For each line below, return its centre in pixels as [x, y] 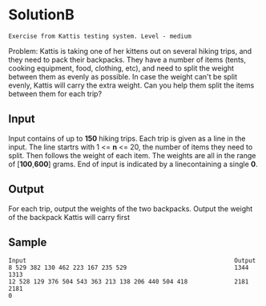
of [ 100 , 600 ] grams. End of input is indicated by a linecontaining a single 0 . [133, 164]
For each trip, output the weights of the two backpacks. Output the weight [131, 208]
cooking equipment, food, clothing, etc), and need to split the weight [121, 68]
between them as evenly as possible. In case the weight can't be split [123, 76]
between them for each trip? [55, 93]
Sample [28, 242]
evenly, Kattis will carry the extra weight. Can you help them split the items [131, 85]
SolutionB [41, 15]
